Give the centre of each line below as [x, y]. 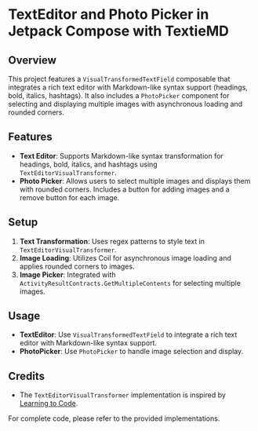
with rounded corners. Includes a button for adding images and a [124, 189]
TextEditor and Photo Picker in [109, 15]
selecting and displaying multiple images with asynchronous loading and [125, 104]
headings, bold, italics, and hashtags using [89, 164]
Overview [33, 60]
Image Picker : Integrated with [67, 274]
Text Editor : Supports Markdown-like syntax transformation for [121, 155]
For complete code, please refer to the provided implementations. [114, 418]
